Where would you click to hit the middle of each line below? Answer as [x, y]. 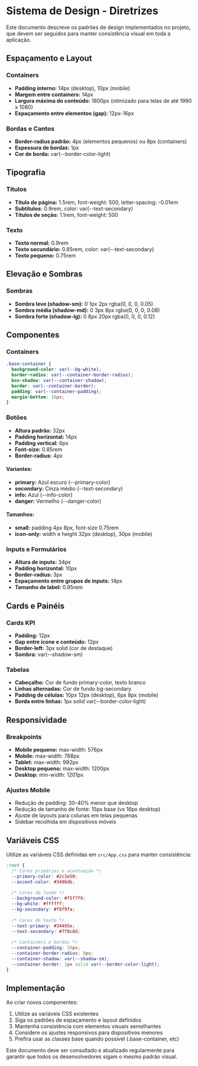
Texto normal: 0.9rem [42, 243]
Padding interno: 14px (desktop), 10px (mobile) [72, 88]
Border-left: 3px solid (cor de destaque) [64, 648]
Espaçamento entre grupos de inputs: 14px [69, 581]
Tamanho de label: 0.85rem [49, 587]
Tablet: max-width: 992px [46, 762]
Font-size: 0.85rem [38, 449]
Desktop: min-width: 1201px [49, 775]
